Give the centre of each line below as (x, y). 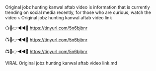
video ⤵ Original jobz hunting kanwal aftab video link (59, 18)
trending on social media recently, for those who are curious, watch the (78, 12)
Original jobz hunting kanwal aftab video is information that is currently (78, 7)
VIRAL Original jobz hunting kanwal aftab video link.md (61, 63)
